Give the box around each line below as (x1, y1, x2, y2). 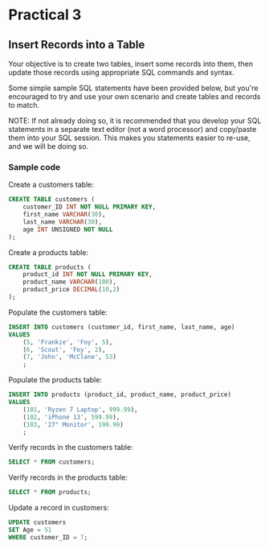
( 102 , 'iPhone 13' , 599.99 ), (22, 413, 120, 421)
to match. (8, 101, 40, 109)
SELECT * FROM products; (8, 489, 92, 497)
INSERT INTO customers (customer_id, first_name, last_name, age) (8, 323, 235, 331)
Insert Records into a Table (8, 38, 145, 52)
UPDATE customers (8, 518, 67, 526)
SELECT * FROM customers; (8, 458, 95, 466)
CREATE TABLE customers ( (8, 196, 95, 204)
